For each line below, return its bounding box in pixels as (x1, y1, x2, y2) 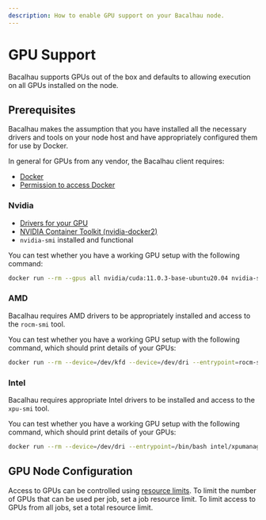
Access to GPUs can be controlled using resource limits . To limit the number (8, 485, 256, 495)
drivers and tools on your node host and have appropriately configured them (8, 132, 258, 143)
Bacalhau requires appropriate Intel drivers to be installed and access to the (8, 396, 256, 405)
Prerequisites (8, 103, 76, 117)
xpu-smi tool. (8, 403, 50, 413)
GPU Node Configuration (8, 465, 133, 478)
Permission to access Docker (19, 180, 116, 190)
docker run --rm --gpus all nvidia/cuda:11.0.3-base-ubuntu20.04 (8, 274, 228, 282)
